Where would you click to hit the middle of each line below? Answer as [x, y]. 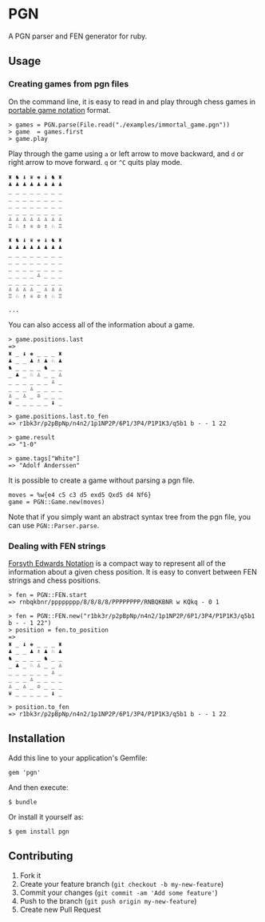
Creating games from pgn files [69, 84]
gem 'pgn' [25, 772]
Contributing [41, 856]
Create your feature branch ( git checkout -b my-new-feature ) [122, 884]
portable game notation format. [59, 110]
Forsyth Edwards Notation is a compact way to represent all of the [117, 563]
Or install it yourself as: [46, 816]
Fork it [30, 875]
